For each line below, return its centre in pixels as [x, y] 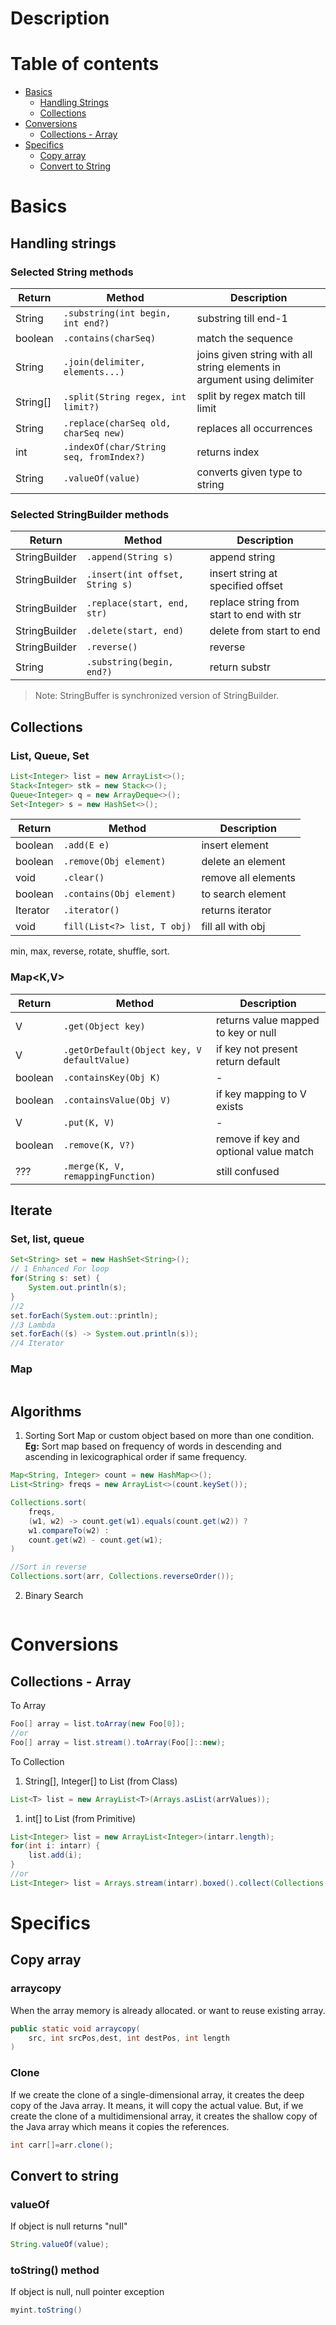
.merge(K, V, [94, 1166]
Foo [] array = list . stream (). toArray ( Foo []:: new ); [118, 1742]
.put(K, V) [89, 1122]
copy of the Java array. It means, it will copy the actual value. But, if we [157, 2105]
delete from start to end [265, 631]
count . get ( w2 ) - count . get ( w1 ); [95, 1540]
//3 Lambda [33, 1325]
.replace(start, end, [138, 603]
